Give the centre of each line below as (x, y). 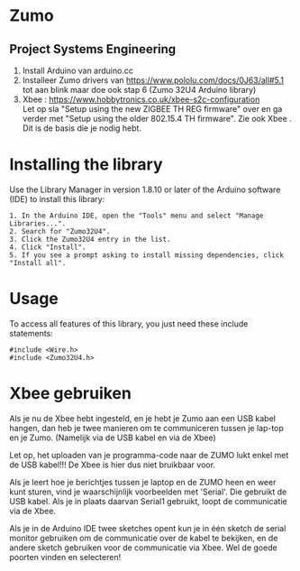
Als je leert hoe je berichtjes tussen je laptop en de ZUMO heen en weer (143, 482)
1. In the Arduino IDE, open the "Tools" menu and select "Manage (136, 216)
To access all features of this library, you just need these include (129, 323)
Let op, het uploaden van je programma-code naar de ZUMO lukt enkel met (149, 455)
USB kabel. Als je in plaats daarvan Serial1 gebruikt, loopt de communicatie (148, 501)
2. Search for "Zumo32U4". (60, 231)
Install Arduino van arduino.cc (77, 70)
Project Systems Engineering (93, 49)
